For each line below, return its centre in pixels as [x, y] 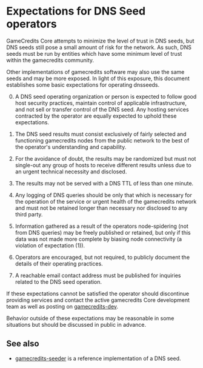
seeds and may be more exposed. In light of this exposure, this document [98, 78]
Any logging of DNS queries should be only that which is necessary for [103, 195]
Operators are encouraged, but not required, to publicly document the [102, 257]
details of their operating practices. [59, 263]
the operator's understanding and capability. [71, 147]
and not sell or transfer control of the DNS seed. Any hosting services [102, 109]
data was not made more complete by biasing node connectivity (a [98, 239]
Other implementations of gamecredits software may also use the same [95, 72]
